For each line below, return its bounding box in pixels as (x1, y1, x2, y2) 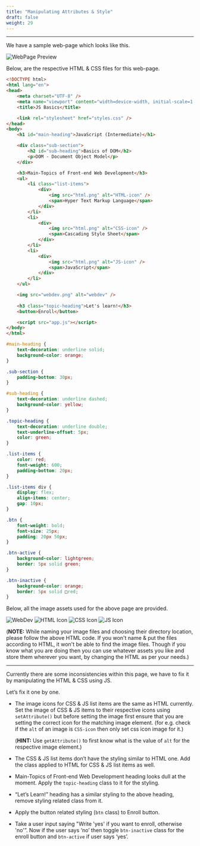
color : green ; (17, 434, 52, 441)
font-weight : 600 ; (17, 462, 62, 468)
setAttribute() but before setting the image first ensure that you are (14, 713, 183, 720)
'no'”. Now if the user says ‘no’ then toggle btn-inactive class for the (14, 827, 185, 834)
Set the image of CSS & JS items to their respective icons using (14, 706, 171, 714)
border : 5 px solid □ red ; (17, 588, 79, 594)
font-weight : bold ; (17, 522, 65, 529)
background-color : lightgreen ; (17, 556, 95, 562)
